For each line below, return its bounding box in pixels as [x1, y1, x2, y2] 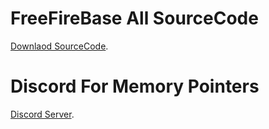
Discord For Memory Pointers [10, 75, 260, 98]
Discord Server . [10, 108, 75, 120]
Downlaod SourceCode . [10, 40, 109, 52]
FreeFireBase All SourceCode [10, 7, 259, 30]
